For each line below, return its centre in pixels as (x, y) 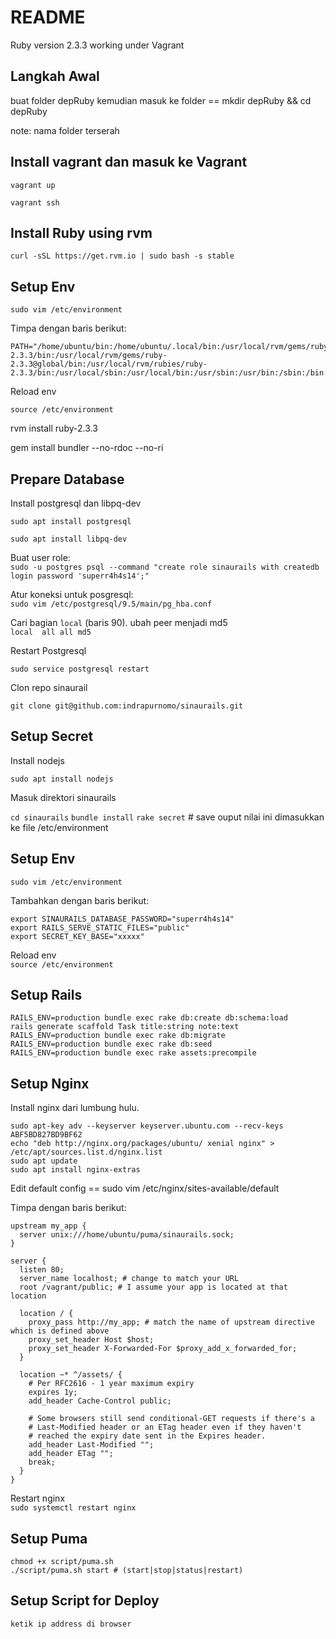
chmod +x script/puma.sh (62, 1562)
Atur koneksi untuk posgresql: (72, 594)
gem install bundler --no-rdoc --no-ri (87, 448)
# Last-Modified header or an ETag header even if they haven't (165, 1427)
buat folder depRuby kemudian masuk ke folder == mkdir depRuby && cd (161, 100)
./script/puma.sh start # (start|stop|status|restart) (127, 1571)
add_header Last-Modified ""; (91, 1445)
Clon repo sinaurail (49, 687)
